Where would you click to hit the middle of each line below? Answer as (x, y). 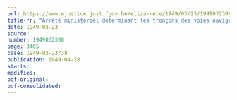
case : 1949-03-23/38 (38, 54)
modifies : (22, 73)
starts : (19, 66)
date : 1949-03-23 (33, 27)
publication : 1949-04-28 (44, 60)
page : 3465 (23, 46)
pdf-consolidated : (34, 86)
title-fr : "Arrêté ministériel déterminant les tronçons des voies (109, 20)
